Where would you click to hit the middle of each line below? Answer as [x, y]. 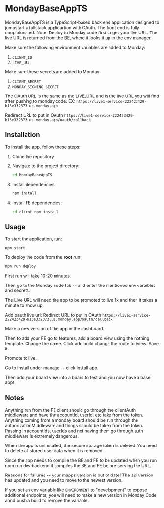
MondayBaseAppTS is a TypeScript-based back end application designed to [82, 22]
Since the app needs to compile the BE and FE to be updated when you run [81, 460]
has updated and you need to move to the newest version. [64, 480]
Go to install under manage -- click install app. [52, 368]
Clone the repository [33, 156]
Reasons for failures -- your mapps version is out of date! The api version [79, 475]
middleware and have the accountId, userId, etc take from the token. [74, 415]
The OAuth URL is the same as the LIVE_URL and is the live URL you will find [82, 96]
